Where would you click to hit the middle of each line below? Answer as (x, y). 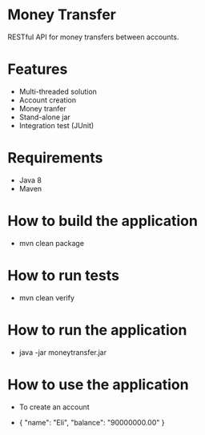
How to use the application (98, 384)
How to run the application (97, 330)
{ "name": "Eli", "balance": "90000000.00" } (92, 422)
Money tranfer (42, 108)
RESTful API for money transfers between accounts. (93, 37)
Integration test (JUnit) (56, 125)
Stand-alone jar (45, 117)
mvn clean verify (47, 297)
